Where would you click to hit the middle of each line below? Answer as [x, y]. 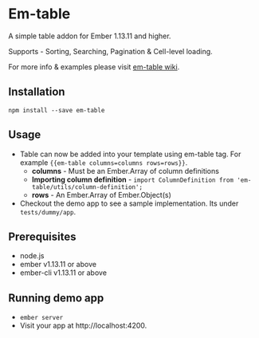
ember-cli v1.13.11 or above [63, 273]
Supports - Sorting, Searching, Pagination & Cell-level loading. [110, 51]
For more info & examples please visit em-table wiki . [94, 67]
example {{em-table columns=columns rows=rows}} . [104, 162]
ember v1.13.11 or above [58, 265]
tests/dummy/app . [48, 211]
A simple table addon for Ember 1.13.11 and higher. [90, 36]
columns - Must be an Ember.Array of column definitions [125, 171]
